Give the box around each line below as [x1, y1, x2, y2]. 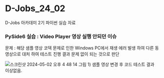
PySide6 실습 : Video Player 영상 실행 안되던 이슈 [5, 33, 117, 39]
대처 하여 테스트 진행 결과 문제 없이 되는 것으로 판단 [21, 51, 120, 57]
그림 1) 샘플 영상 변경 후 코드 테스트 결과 [78, 61, 155, 67]
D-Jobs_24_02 [5, 3, 65, 14]
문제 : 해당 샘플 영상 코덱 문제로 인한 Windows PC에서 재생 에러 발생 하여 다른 [5, 45, 154, 51]
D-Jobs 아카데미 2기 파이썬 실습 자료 [5, 19, 76, 25]
